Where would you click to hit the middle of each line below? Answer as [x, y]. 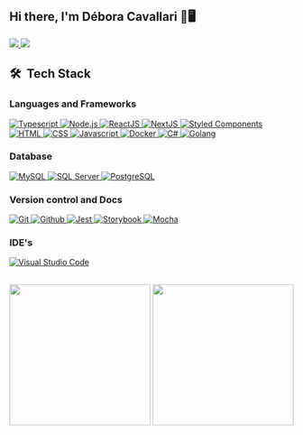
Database [31, 156]
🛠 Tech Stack [50, 74]
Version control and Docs [66, 199]
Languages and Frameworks [73, 104]
